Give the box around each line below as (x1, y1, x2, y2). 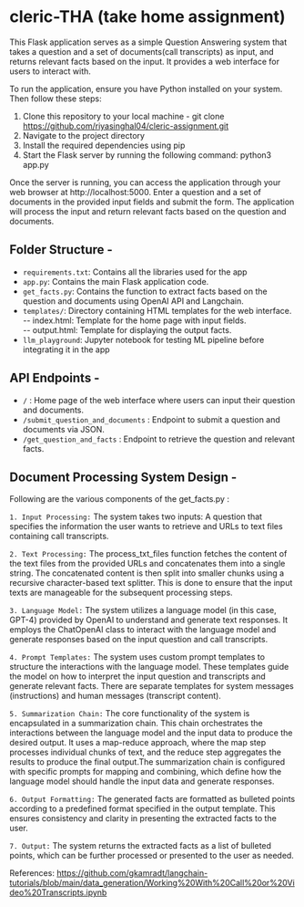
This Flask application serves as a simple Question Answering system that (9, 36, 288, 47)
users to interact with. (9, 66, 91, 77)
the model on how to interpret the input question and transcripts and (9, 671, 266, 682)
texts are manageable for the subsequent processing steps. (9, 587, 234, 599)
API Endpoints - (9, 370, 100, 386)
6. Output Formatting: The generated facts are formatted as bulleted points (9, 794, 296, 805)
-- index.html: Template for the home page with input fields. (22, 315, 248, 326)
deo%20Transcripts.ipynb (9, 887, 107, 898)
